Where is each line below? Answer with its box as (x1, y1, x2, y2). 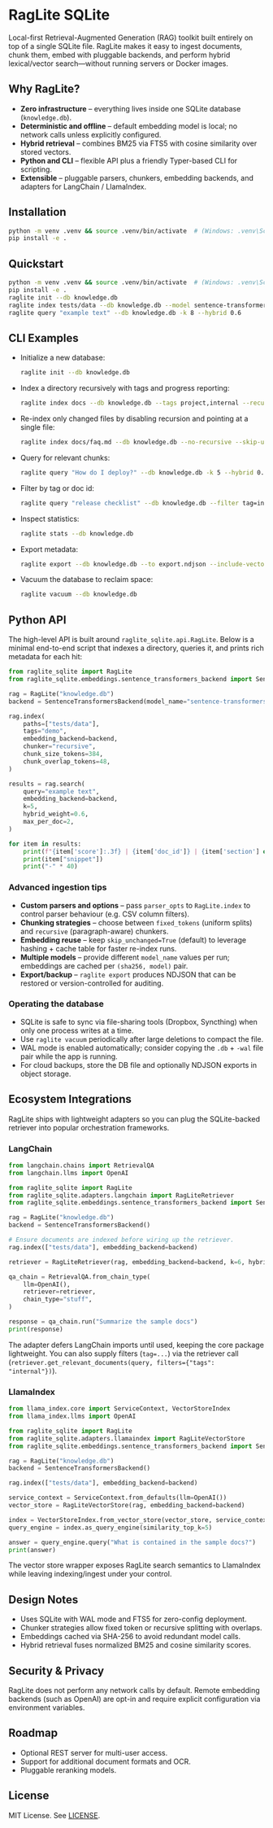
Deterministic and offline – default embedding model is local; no (19, 120, 238, 131)
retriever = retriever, (23, 1288, 96, 1296)
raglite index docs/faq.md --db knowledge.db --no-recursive (19, 438, 232, 447)
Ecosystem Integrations (8, 1092, 132, 1106)
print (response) (8, 1325, 63, 1333)
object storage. (19, 1069, 71, 1078)
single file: (19, 422, 55, 432)
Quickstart (8, 256, 64, 270)
